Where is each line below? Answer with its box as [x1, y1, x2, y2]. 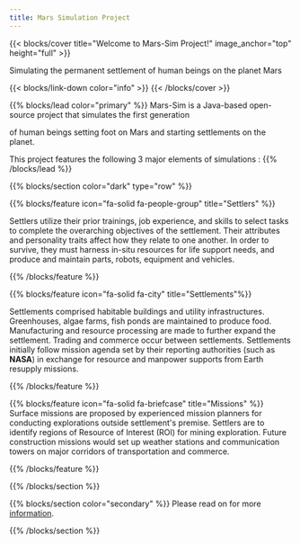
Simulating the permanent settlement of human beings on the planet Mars [9, 65, 283, 76]
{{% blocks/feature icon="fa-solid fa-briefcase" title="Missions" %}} [9, 397, 264, 409]
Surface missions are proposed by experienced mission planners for [9, 407, 262, 418]
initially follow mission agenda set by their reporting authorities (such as [9, 343, 276, 355]
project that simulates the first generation [37, 109, 190, 120]
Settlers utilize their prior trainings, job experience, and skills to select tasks [9, 215, 289, 226]
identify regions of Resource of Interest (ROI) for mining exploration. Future [9, 426, 287, 437]
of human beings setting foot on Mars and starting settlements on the [9, 127, 267, 138]
